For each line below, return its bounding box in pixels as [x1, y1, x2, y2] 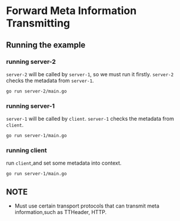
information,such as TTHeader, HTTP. [14, 209, 107, 216]
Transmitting [6, 16, 71, 30]
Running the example [6, 40, 86, 50]
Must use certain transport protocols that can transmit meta [14, 202, 160, 209]
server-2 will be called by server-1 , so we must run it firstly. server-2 [6, 70, 174, 77]
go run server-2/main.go [6, 88, 67, 94]
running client [6, 147, 47, 155]
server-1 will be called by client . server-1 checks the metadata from [6, 115, 175, 123]
